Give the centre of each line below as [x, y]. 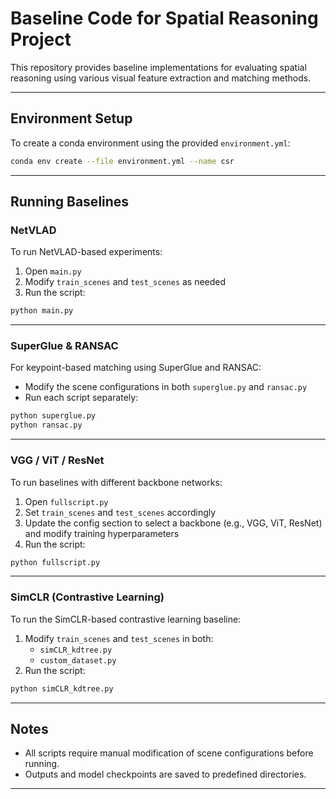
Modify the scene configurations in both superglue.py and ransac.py [166, 387]
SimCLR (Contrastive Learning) [87, 597]
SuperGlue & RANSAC [64, 346]
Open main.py [53, 271]
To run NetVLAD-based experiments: [86, 252]
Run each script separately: [81, 398]
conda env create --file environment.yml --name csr [122, 161]
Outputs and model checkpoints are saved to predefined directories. [165, 774]
